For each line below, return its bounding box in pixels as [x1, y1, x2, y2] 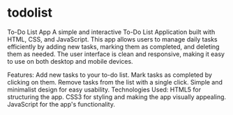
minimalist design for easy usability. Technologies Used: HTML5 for [7, 85, 202, 94]
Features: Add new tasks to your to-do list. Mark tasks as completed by [7, 71, 213, 79]
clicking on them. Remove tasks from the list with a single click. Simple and [7, 78, 223, 86]
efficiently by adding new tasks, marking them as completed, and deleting [7, 42, 220, 51]
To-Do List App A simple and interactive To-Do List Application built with [7, 28, 216, 36]
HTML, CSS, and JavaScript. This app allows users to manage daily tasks [7, 35, 218, 43]
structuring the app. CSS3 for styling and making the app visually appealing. [7, 92, 227, 101]
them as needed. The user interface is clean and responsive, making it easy [7, 50, 225, 58]
